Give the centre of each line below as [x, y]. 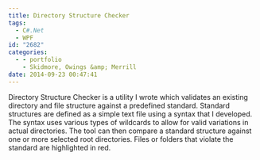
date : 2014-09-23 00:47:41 [53, 74]
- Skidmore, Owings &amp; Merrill [80, 67]
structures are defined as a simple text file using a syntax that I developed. [130, 114]
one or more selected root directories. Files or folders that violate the [121, 139]
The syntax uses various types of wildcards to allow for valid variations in [128, 122]
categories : [28, 52]
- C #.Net [30, 30]
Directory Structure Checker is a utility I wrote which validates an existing [128, 97]
